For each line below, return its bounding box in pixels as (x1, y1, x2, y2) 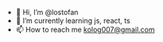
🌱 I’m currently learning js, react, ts (15, 16, 131, 25)
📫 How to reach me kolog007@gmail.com (15, 25, 155, 34)
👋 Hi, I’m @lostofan (15, 8, 79, 17)
